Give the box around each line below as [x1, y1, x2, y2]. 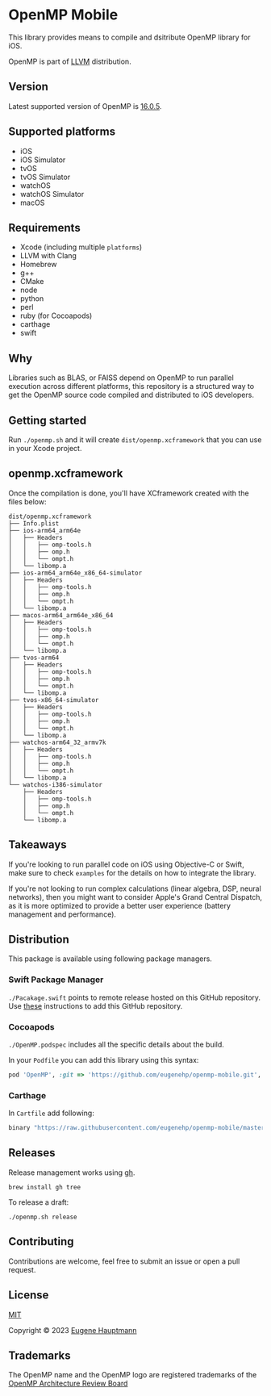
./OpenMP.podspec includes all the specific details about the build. [8, 1039, 224, 1050]
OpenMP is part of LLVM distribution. [8, 56, 131, 66]
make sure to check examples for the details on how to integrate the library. [8, 867, 256, 877]
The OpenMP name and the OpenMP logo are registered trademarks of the [8, 1370, 257, 1380]
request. [8, 1264, 36, 1274]
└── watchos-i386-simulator [8, 780, 103, 788]
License [8, 1289, 49, 1302]
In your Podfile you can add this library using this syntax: [8, 1055, 199, 1065]
